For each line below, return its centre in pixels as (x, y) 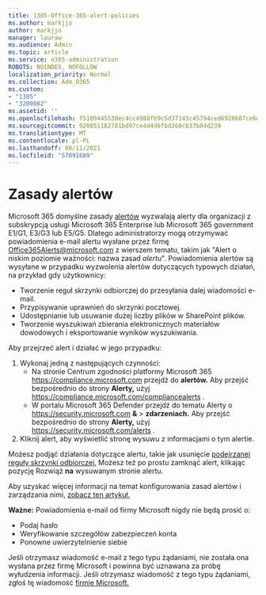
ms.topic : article (38, 52)
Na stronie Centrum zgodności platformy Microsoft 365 (122, 372)
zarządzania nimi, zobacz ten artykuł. (69, 495)
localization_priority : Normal (60, 74)
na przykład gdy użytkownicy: (57, 275)
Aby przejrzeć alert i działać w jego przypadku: (85, 348)
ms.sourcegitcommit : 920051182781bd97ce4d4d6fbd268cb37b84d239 (115, 126)
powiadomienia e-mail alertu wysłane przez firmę (89, 241)
